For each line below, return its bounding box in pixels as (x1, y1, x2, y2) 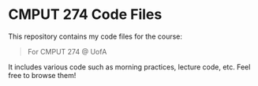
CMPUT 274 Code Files (8, 6, 163, 24)
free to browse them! (8, 70, 77, 80)
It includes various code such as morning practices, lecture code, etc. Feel (8, 62, 251, 72)
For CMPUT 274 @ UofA (27, 47, 107, 56)
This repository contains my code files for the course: (8, 32, 183, 41)
